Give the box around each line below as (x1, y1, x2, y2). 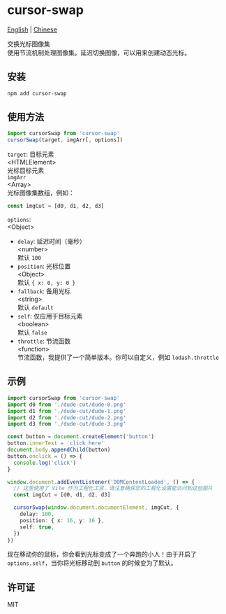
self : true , (20, 524, 54, 531)
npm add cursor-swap (7, 90, 68, 97)
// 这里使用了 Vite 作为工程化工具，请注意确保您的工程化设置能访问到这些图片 (13, 485, 213, 492)
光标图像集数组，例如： (7, 188, 75, 197)
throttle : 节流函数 (17, 337, 71, 345)
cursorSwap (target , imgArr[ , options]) (7, 137, 123, 144)
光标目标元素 (7, 167, 44, 175)
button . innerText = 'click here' (7, 440, 105, 447)
